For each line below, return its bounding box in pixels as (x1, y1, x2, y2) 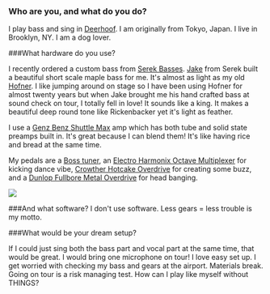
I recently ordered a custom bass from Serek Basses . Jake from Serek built (8, 64, 259, 74)
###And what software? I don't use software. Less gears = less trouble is (8, 204, 252, 214)
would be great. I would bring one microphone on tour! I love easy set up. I (8, 253, 256, 262)
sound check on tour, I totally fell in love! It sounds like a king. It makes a (8, 99, 249, 109)
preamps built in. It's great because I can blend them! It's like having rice (8, 131, 251, 141)
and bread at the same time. (8, 140, 103, 150)
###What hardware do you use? (8, 49, 116, 58)
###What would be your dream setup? (8, 228, 137, 238)
